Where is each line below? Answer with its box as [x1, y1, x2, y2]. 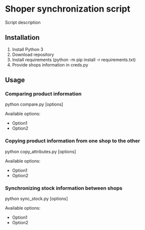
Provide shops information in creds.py [12, 62, 88, 67]
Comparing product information [5, 91, 81, 98]
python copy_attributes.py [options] [5, 148, 76, 154]
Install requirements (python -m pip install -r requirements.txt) [12, 57, 136, 63]
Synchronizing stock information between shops [5, 184, 123, 191]
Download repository [12, 51, 54, 57]
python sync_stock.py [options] [5, 196, 68, 202]
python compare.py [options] [5, 101, 64, 107]
